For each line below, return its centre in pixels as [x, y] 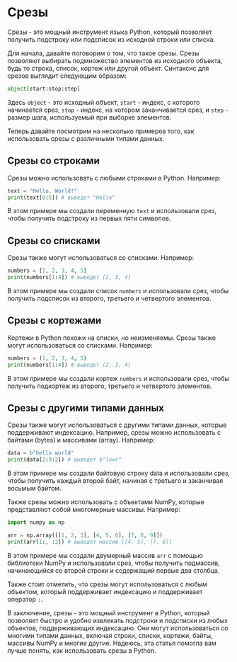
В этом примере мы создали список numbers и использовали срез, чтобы [118, 290]
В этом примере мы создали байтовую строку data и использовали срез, [118, 473]
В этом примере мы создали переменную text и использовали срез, [112, 211]
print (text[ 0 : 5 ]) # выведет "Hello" [61, 198]
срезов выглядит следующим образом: [67, 76]
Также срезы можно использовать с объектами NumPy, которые [106, 502]
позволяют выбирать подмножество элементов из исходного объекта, [115, 60]
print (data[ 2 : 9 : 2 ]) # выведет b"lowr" [64, 460]
